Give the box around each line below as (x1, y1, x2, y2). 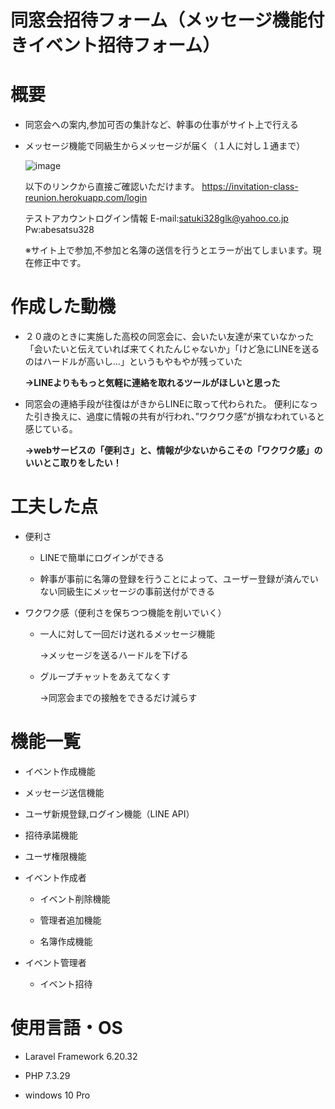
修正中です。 (33, 257, 87, 269)
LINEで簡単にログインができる (39, 552, 165, 563)
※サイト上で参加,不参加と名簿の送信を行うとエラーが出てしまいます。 (24, 244, 313, 256)
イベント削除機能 (39, 892, 111, 905)
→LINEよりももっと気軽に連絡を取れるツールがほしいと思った (24, 377, 281, 389)
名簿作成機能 (39, 935, 93, 947)
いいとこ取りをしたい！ (24, 457, 122, 469)
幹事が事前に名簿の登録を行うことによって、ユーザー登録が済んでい (39, 573, 319, 585)
